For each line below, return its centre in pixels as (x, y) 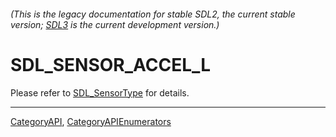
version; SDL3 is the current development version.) (115, 24)
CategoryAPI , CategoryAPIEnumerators (91, 121)
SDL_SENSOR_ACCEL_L (111, 64)
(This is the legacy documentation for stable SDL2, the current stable (153, 14)
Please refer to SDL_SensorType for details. (100, 92)
